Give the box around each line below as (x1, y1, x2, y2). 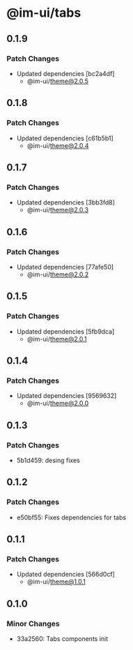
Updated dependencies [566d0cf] (16, 570, 116, 579)
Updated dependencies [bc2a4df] (16, 69, 115, 77)
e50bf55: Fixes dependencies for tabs (16, 513, 127, 522)
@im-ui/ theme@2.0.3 (26, 206, 88, 214)
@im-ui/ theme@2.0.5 (26, 77, 88, 85)
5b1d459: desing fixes (16, 456, 81, 464)
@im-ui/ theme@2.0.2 (26, 270, 89, 279)
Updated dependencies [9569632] (16, 392, 117, 400)
